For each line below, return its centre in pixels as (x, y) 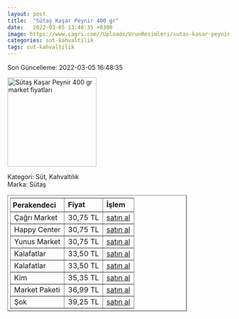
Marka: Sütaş (27, 184)
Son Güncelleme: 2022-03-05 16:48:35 (65, 67)
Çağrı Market (36, 217)
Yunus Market (37, 242)
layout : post (27, 14)
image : (17, 34)
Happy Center (37, 229)
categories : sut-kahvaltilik (51, 41)
